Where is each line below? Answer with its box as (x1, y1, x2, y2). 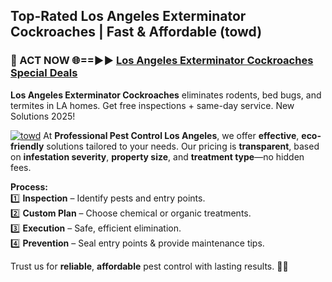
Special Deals (10, 66, 78, 80)
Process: (10, 180, 48, 193)
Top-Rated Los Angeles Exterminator (10, 8, 247, 25)
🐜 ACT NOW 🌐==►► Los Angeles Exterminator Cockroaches (10, 54, 314, 68)
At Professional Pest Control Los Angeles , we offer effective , (43, 129, 300, 141)
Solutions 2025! (10, 110, 76, 122)
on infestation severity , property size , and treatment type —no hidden (10, 150, 305, 163)
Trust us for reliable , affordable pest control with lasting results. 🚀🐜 (10, 260, 289, 272)
